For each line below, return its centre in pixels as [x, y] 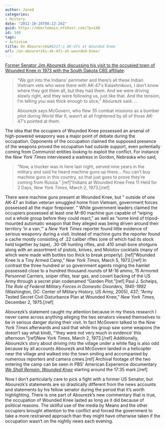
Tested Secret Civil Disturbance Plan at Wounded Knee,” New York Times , [80, 297]
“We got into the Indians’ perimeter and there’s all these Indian [80, 80]
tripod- [152, 218]
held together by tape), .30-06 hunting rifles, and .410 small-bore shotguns [81, 244]
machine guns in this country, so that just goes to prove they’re [81, 177]
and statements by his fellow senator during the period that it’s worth [75, 389]
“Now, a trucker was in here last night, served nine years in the [81, 167]
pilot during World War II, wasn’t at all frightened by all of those [81, 116]
